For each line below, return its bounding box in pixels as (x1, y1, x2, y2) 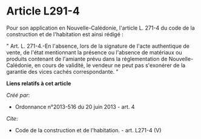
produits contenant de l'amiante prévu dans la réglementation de (6, 55, 168, 62)
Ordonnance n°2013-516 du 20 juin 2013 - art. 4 (15, 103, 135, 110)
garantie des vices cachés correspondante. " (6, 68, 119, 75)
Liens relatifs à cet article (6, 80, 71, 87)
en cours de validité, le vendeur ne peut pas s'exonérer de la (34, 62, 186, 69)
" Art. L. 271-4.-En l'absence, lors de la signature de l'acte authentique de (6, 42, 189, 50)
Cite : (6, 115, 18, 122)
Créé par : (6, 91, 30, 99)
